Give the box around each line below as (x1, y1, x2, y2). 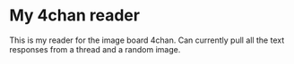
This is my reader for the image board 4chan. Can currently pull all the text (9, 35, 285, 45)
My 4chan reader (9, 5, 141, 26)
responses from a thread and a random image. (9, 44, 181, 54)
